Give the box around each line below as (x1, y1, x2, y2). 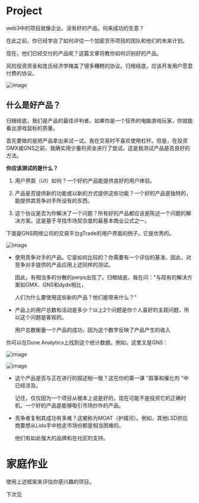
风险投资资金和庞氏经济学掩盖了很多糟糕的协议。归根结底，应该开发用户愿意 (6, 62, 193, 69)
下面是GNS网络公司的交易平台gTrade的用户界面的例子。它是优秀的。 (6, 229, 175, 236)
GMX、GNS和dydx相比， (25, 281, 87, 288)
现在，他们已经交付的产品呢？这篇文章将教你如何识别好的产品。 (6, 49, 162, 57)
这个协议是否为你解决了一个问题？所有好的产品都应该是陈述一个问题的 (14, 209, 187, 217)
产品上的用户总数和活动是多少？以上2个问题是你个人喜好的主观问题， (14, 306, 185, 313)
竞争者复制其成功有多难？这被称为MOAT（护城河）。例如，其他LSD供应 (14, 414, 188, 421)
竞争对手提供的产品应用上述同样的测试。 (14, 261, 114, 268)
